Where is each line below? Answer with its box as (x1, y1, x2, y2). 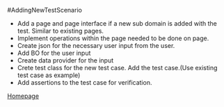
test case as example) (17, 71, 81, 79)
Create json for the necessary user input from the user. (17, 42, 175, 49)
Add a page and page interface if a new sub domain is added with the (17, 19, 217, 27)
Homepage (7, 92, 40, 100)
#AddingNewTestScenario (7, 6, 82, 14)
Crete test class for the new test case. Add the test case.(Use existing (17, 64, 218, 72)
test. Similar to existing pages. (17, 27, 104, 35)
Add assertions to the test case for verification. (17, 79, 152, 86)
